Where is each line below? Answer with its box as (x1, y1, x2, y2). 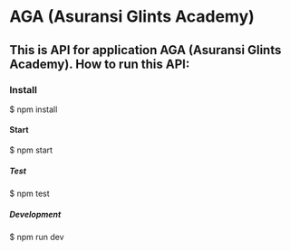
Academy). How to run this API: (9, 56, 190, 71)
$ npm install (9, 104, 58, 115)
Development (9, 209, 62, 219)
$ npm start (9, 144, 53, 155)
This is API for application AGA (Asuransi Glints (9, 42, 282, 58)
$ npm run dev (9, 232, 65, 243)
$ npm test (9, 188, 50, 200)
